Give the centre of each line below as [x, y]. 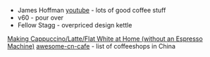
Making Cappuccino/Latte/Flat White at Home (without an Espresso [105, 39]
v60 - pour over [41, 18]
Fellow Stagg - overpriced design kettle [75, 25]
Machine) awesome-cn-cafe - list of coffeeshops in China [92, 46]
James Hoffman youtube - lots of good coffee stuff [92, 10]
